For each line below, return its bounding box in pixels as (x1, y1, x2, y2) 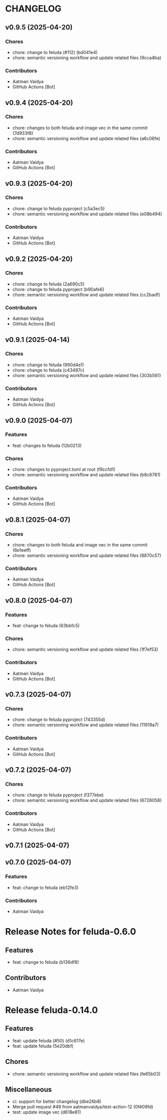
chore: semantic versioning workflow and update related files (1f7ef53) (12, 647, 158, 653)
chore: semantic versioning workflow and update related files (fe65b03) (12, 1070, 161, 1077)
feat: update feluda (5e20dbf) (12, 1043, 74, 1049)
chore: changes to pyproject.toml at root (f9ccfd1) (12, 466, 115, 472)
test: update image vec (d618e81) (12, 1109, 81, 1115)
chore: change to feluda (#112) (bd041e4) (12, 49, 98, 55)
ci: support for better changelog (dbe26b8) (12, 1098, 101, 1104)
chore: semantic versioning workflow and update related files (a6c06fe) (12, 135, 160, 141)
